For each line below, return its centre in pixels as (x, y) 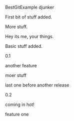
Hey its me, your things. (29, 36)
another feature (21, 66)
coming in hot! (20, 104)
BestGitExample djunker (30, 7)
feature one (17, 114)
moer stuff (16, 75)
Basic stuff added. (24, 46)
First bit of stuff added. (29, 17)
